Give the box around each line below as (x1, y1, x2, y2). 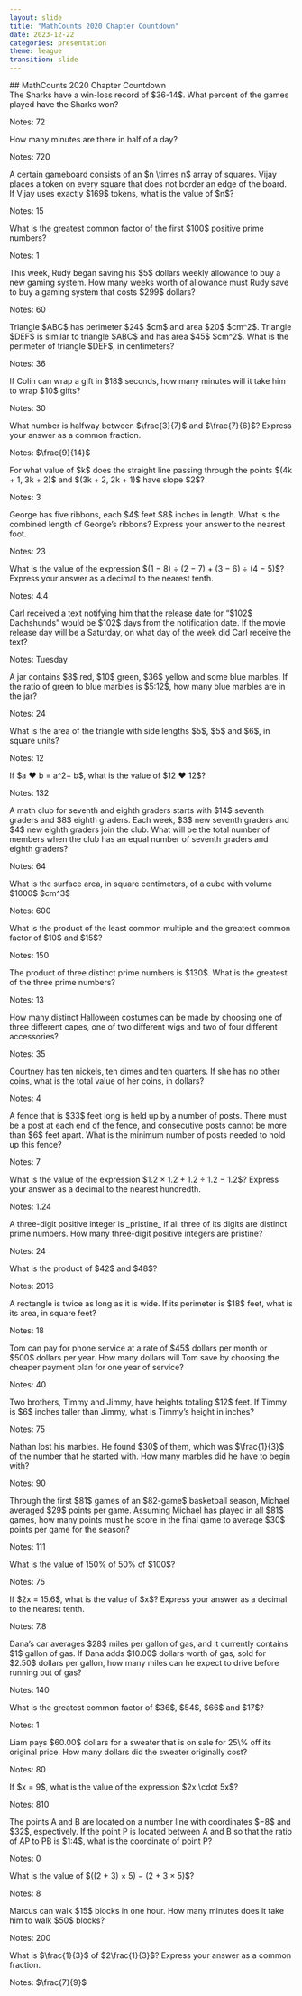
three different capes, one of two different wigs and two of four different (9, 1021, 278, 1032)
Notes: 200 (9, 1933, 51, 1943)
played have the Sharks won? (9, 99, 119, 109)
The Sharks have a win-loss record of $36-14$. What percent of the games (9, 89, 289, 100)
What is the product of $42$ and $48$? (9, 1263, 158, 1274)
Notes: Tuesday (9, 655, 68, 664)
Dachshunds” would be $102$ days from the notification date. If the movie (9, 618, 286, 627)
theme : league (9, 47, 63, 56)
